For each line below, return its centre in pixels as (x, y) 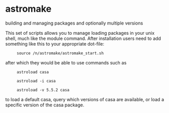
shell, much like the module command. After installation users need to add (83, 38)
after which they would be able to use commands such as (66, 62)
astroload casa (33, 72)
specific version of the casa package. (45, 105)
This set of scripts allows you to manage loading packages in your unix (80, 33)
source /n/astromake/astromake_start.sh (60, 53)
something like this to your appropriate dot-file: (55, 43)
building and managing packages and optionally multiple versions (74, 23)
